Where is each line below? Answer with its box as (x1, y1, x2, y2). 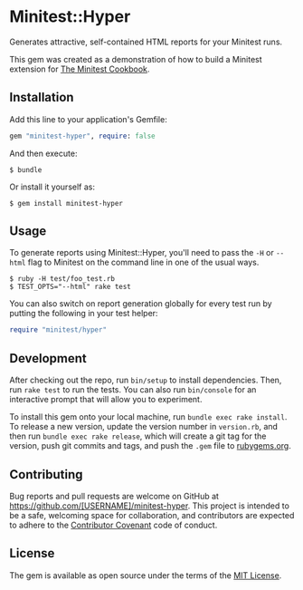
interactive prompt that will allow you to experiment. (9, 394, 203, 405)
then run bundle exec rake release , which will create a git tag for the (9, 430, 267, 441)
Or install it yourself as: (9, 181, 95, 192)
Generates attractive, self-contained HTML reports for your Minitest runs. (9, 36, 283, 47)
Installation (9, 90, 74, 105)
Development (9, 351, 88, 366)
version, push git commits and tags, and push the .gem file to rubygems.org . (9, 440, 292, 451)
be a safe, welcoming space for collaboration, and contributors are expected (9, 509, 295, 520)
